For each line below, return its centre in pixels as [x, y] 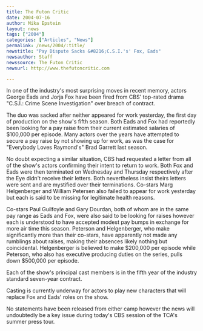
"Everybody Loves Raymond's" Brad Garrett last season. [77, 147]
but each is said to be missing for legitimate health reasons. [81, 198]
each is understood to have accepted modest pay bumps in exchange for [98, 222]
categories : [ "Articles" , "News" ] [50, 40]
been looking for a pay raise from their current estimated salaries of [91, 128]
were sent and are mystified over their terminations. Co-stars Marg [90, 185]
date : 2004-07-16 [28, 18]
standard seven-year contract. [44, 279]
